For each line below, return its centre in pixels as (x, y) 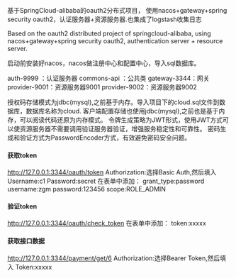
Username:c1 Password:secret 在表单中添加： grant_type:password (106, 181)
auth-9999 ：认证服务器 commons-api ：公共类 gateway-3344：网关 (109, 78)
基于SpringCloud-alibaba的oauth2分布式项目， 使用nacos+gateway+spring (117, 10)
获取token (22, 155)
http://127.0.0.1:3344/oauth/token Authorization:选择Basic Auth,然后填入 (112, 172)
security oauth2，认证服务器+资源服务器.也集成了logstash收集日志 (105, 19)
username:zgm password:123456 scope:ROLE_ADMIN (87, 189)
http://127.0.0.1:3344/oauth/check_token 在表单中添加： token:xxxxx (107, 223)
